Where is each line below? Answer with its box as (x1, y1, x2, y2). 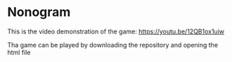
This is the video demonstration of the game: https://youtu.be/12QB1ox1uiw (7, 27, 225, 36)
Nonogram (7, 4, 71, 20)
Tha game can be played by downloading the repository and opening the (7, 40, 219, 49)
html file (7, 48, 31, 56)
